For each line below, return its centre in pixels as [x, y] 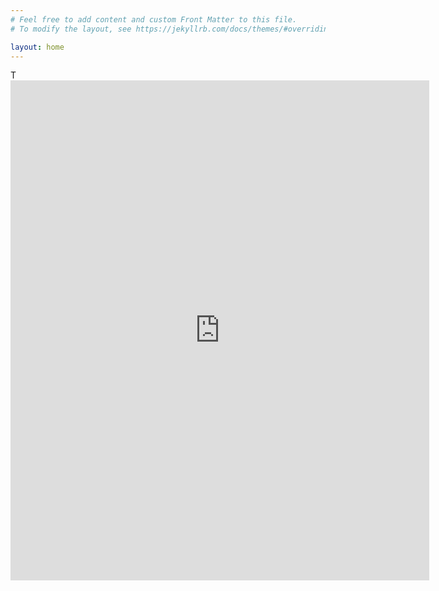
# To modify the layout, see [71, 29]
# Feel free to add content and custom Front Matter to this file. [154, 19]
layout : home [37, 47]
